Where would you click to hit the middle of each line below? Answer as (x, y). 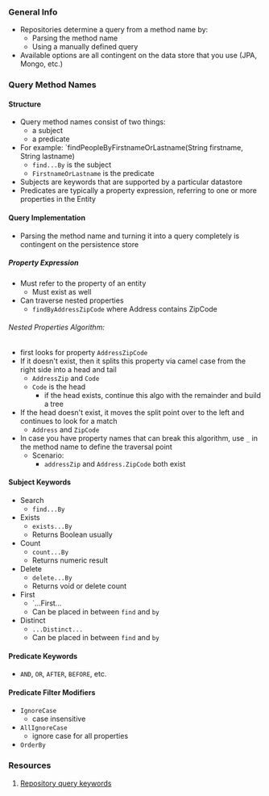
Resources (30, 765)
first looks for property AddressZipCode (84, 352)
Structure (25, 104)
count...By (50, 552)
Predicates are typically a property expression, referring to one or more (139, 191)
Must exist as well (62, 291)
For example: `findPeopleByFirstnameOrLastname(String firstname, (132, 148)
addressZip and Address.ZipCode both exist (115, 463)
